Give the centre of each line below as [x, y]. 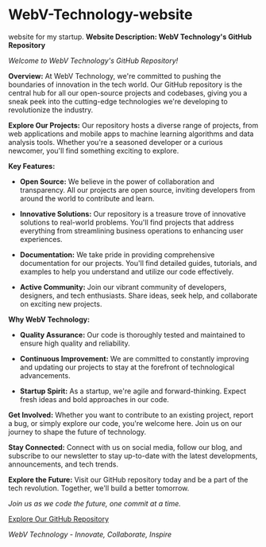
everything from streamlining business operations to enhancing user [131, 231]
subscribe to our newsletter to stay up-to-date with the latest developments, [133, 455]
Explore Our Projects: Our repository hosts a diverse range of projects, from [133, 125]
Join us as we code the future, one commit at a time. [94, 503]
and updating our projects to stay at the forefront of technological [127, 367]
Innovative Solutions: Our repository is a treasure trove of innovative [133, 213]
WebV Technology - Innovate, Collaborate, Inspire [90, 534]
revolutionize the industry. [51, 110]
